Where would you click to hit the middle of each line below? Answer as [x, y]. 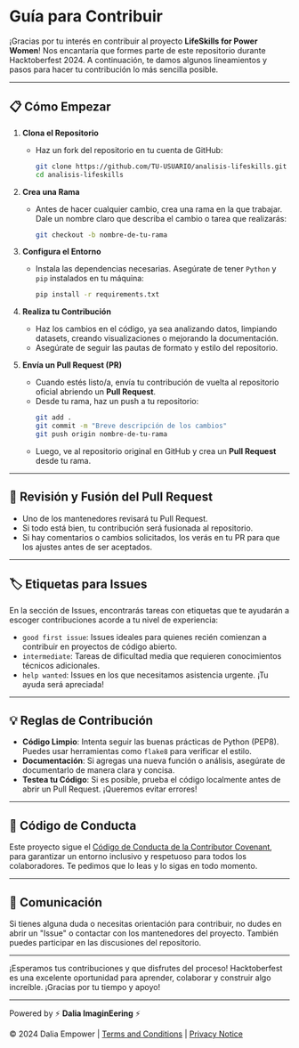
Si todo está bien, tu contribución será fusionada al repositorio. [137, 528]
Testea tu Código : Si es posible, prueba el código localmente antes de [151, 780]
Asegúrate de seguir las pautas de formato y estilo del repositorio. [157, 348]
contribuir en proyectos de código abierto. [100, 646]
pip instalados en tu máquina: [89, 279]
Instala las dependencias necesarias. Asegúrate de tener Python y [156, 269]
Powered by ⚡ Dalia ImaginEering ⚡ [75, 1013]
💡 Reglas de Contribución [81, 720]
